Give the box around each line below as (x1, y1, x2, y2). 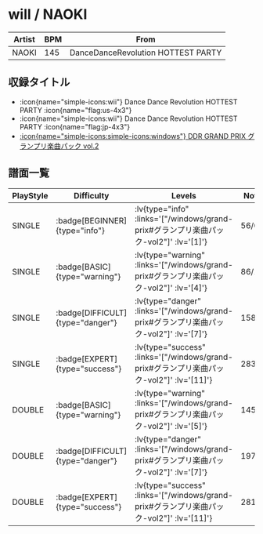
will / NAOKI (8, 5, 88, 24)
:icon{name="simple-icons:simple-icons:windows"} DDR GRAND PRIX (19, 131, 247, 140)
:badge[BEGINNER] (56, 215, 128, 226)
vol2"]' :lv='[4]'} (147, 282, 207, 293)
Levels (171, 190, 197, 201)
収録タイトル (8, 76, 70, 89)
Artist (13, 34, 35, 45)
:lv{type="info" (134, 203, 189, 214)
